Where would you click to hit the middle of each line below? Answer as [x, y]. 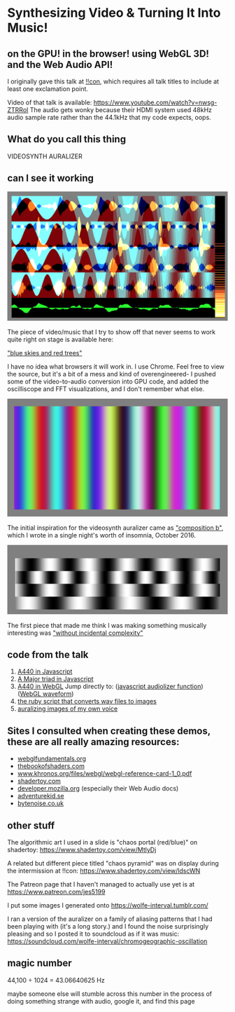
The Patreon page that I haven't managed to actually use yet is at [101, 884]
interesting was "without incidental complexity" [75, 633]
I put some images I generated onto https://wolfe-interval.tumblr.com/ [108, 905]
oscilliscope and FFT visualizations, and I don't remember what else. [106, 389]
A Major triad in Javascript [55, 679]
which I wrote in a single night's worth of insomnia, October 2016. [102, 535]
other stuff [31, 825]
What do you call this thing [67, 139]
